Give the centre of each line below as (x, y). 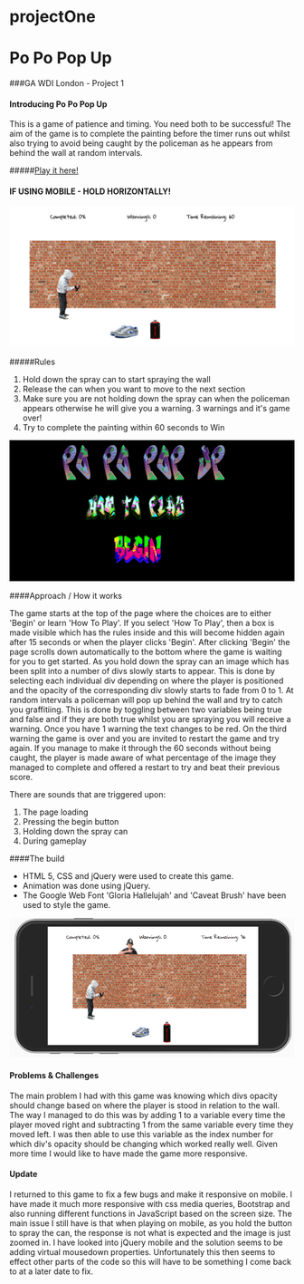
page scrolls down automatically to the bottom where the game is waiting (146, 652)
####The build (37, 859)
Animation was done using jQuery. (86, 886)
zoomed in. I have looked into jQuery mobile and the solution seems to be (146, 1242)
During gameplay (55, 841)
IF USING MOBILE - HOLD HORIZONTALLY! (90, 191)
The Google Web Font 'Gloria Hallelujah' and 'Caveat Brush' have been (154, 895)
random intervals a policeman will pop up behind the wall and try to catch (146, 700)
